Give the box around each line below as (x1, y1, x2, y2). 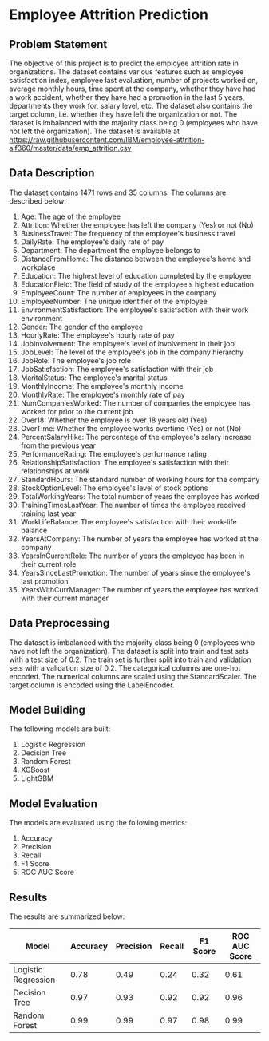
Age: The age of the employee (20, 212, 121, 221)
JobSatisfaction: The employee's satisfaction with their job (20, 364, 214, 374)
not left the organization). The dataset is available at (9, 126, 180, 136)
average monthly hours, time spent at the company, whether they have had (9, 84, 256, 93)
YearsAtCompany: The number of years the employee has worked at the (20, 533, 259, 544)
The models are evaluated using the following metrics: (9, 818, 188, 828)
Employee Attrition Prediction (9, 6, 209, 24)
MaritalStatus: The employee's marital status (20, 373, 168, 382)
